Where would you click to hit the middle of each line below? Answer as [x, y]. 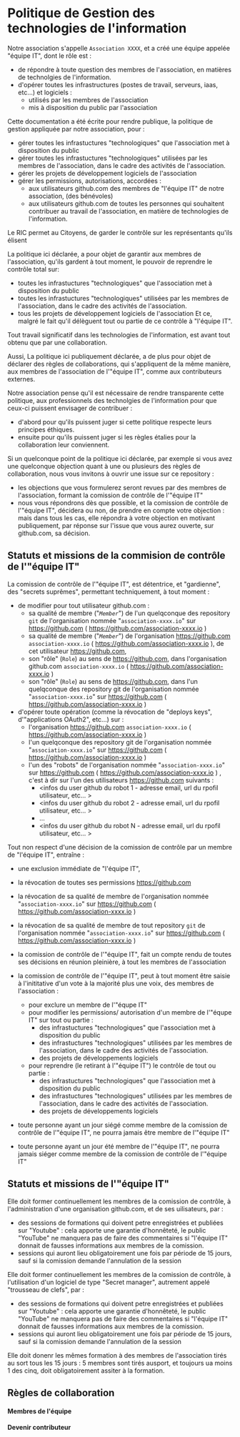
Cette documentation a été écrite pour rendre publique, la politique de [110, 121]
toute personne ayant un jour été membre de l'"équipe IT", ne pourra [119, 1146]
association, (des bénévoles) [71, 196]
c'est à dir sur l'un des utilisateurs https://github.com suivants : [121, 780]
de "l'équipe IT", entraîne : [46, 855]
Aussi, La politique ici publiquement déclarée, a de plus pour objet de [109, 356]
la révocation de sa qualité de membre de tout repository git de [111, 925]
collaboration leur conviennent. [64, 444]
